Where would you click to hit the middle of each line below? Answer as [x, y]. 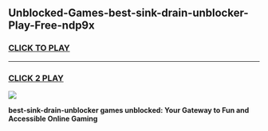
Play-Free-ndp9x [51, 26]
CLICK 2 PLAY [36, 78]
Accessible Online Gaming [53, 118]
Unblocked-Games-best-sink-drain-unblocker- [128, 13]
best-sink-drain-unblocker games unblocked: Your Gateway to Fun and [129, 110]
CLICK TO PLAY [39, 48]
